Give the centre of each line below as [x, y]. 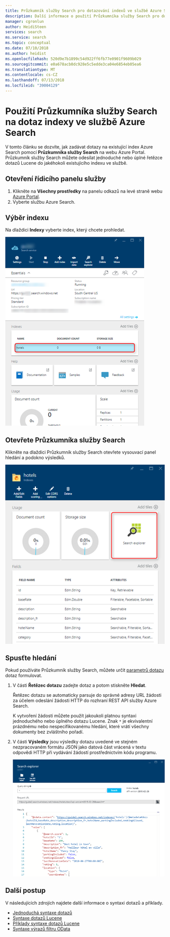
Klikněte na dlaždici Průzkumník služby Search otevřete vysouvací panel [81, 452]
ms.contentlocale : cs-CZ [31, 75]
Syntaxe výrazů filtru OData [41, 929]
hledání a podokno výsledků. [35, 458]
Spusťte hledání [31, 658]
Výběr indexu [27, 218]
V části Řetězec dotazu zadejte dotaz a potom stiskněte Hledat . [79, 685]
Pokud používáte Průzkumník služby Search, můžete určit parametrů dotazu [85, 670]
